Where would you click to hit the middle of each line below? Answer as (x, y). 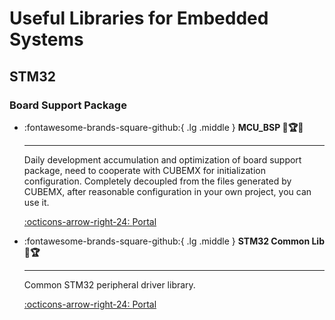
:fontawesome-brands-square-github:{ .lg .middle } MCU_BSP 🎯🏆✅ (163, 127)
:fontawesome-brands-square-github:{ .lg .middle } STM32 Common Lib (174, 241)
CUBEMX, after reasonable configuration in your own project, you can (167, 191)
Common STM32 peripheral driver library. (109, 284)
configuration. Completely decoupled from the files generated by (157, 181)
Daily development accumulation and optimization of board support (162, 159)
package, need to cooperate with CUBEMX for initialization (144, 170)
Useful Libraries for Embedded (139, 18)
